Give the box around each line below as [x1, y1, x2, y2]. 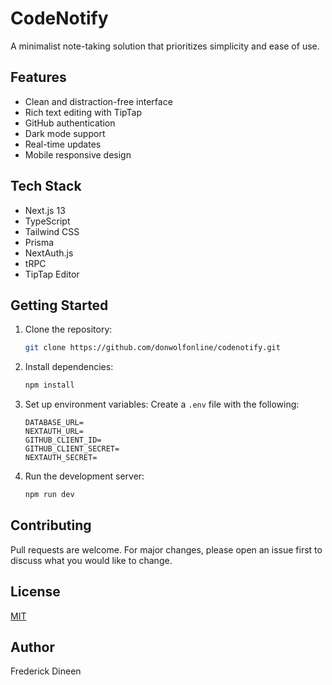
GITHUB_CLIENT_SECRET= [24, 444, 120, 454]
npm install [24, 380, 75, 391]
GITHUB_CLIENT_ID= [24, 435, 102, 446]
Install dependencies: [24, 361, 114, 373]
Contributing [10, 517, 92, 534]
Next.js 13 [24, 204, 66, 216]
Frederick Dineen [10, 665, 82, 677]
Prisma [24, 236, 55, 248]
